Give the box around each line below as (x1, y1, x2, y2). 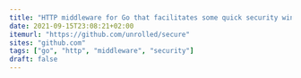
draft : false (9, 55, 58, 64)
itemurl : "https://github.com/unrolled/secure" (9, 30, 191, 39)
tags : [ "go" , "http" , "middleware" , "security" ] (9, 47, 194, 56)
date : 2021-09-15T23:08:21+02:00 (9, 22, 134, 30)
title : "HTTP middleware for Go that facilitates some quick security (9, 13, 279, 22)
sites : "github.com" (9, 38, 87, 48)
